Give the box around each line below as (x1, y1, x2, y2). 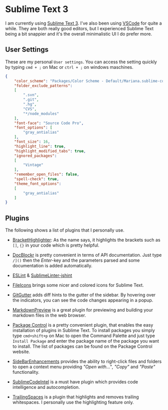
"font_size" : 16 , (14, 139, 50, 144)
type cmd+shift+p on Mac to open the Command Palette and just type (12, 333, 155, 339)
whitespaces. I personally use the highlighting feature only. (12, 399, 134, 405)
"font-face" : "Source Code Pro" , (14, 121, 84, 126)
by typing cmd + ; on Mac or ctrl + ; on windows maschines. (5, 64, 133, 70)
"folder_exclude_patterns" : (14, 83, 72, 88)
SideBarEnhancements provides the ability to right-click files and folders (12, 358, 162, 365)
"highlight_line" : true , (14, 144, 66, 149)
